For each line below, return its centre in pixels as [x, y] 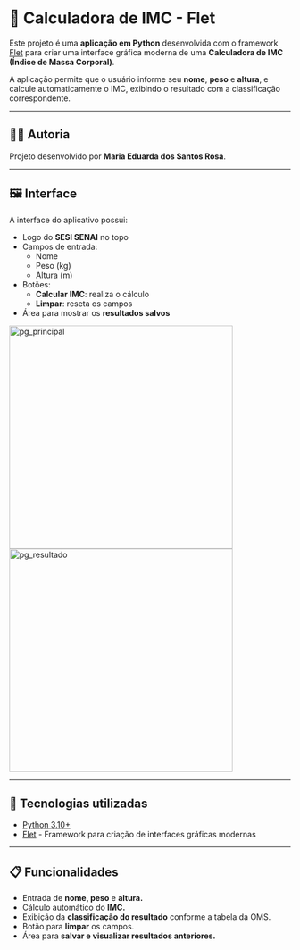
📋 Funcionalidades [64, 872]
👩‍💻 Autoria [40, 134]
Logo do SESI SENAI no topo [75, 237]
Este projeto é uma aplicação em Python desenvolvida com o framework [144, 43]
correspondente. [40, 98]
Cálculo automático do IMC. [74, 908]
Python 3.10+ [46, 825]
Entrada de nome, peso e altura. [83, 898]
